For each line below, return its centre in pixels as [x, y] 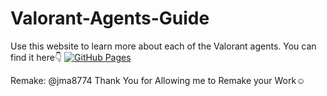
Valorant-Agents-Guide [110, 18]
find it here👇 [36, 57]
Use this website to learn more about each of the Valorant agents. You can [163, 46]
